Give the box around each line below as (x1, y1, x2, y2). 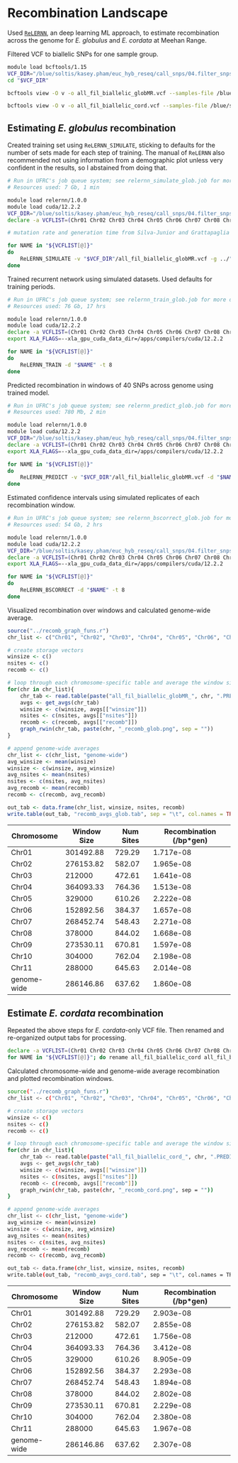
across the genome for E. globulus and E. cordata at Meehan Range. (7, 36, 207, 44)
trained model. (7, 388, 50, 397)
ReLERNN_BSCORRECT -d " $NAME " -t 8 (20, 587, 125, 594)
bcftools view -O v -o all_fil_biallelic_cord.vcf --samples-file (7, 102, 208, 109)
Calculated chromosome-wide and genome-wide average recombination (7, 1067, 220, 1075)
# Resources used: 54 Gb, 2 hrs (7, 521, 103, 528)
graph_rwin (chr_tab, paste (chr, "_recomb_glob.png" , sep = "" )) (20, 726, 214, 733)
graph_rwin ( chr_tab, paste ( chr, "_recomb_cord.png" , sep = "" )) (20, 1186, 214, 1194)
